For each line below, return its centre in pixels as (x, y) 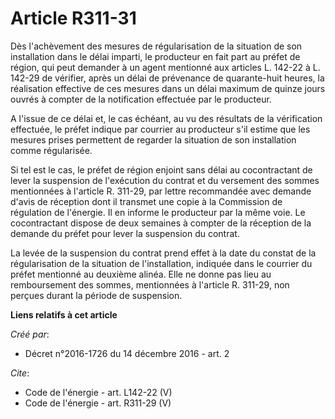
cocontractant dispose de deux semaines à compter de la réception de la (161, 223)
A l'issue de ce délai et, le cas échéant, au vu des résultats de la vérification (166, 118)
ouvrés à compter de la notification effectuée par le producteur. (141, 99)
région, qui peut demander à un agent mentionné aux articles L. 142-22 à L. (165, 67)
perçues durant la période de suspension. (96, 295)
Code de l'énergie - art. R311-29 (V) (98, 403)
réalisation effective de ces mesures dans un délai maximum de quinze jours (168, 88)
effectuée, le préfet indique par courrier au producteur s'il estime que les (160, 129)
